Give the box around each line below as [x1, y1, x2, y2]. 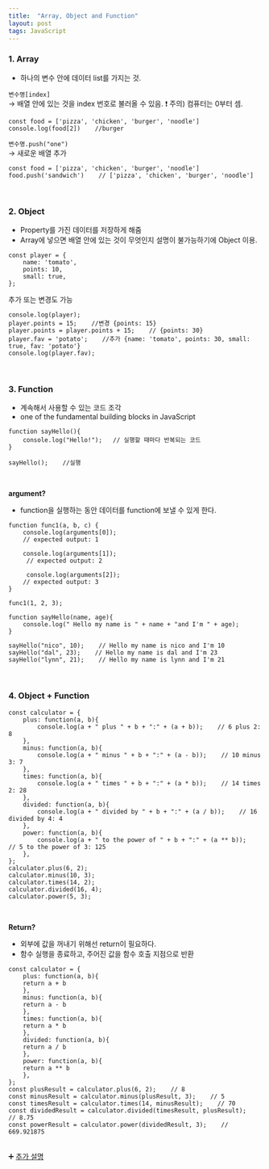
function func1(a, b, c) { [8, 522, 99, 530]
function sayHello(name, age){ [8, 613, 114, 622]
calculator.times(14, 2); [8, 878, 95, 886]
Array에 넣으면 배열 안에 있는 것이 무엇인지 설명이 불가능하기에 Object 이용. [19, 235, 258, 245]
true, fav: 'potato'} [8, 342, 81, 350]
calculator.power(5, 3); [8, 892, 92, 901]
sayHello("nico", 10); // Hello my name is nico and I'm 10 [8, 641, 226, 650]
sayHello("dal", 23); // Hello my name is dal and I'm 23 [8, 649, 218, 657]
